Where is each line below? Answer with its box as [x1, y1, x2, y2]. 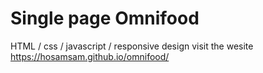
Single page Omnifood [10, 7, 200, 30]
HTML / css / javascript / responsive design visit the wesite [10, 40, 254, 52]
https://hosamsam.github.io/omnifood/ [10, 50, 170, 62]
